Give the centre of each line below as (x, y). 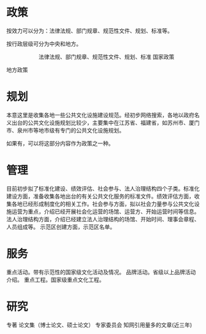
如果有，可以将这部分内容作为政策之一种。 (60, 143)
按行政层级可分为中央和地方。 (44, 44)
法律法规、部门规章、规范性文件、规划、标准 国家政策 (106, 56)
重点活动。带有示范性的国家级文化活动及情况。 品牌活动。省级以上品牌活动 (101, 272)
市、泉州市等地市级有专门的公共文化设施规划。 (65, 130)
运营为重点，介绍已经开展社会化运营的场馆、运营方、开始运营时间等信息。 (105, 211)
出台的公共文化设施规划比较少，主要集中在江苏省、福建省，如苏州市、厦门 (105, 123)
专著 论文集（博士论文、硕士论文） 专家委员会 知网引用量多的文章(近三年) (99, 325)
